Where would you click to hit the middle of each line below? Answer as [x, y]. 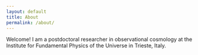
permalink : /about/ [30, 22]
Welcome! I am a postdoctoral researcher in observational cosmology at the [99, 40]
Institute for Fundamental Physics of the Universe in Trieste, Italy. [86, 46]
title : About [22, 17]
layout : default [26, 12]
